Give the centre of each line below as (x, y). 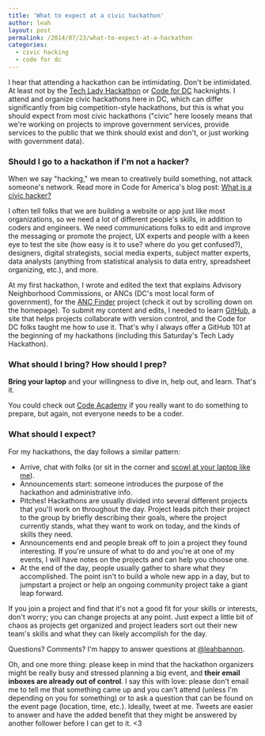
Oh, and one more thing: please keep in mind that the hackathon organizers (131, 664)
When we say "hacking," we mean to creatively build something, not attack (130, 179)
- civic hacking (42, 52)
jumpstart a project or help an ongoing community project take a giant (133, 584)
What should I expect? (52, 434)
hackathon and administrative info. (76, 492)
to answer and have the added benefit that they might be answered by (123, 715)
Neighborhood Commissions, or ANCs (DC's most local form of (112, 294)
